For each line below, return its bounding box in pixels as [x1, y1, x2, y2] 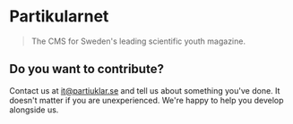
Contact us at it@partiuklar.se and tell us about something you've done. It [9, 85, 280, 95]
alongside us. [9, 104, 59, 115]
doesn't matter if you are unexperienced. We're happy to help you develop [9, 95, 284, 105]
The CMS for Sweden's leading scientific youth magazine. [30, 36, 246, 46]
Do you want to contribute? [9, 62, 164, 77]
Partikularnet [9, 6, 109, 27]
